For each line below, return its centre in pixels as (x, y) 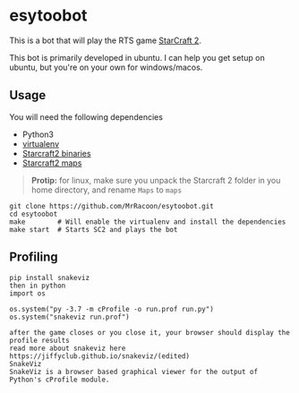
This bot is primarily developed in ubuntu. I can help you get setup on (137, 57)
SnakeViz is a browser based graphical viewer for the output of (133, 372)
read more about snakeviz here (68, 348)
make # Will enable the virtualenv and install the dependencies (148, 222)
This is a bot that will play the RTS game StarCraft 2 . (105, 40)
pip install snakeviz (50, 278)
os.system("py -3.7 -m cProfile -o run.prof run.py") (112, 309)
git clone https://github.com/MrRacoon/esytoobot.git (112, 206)
